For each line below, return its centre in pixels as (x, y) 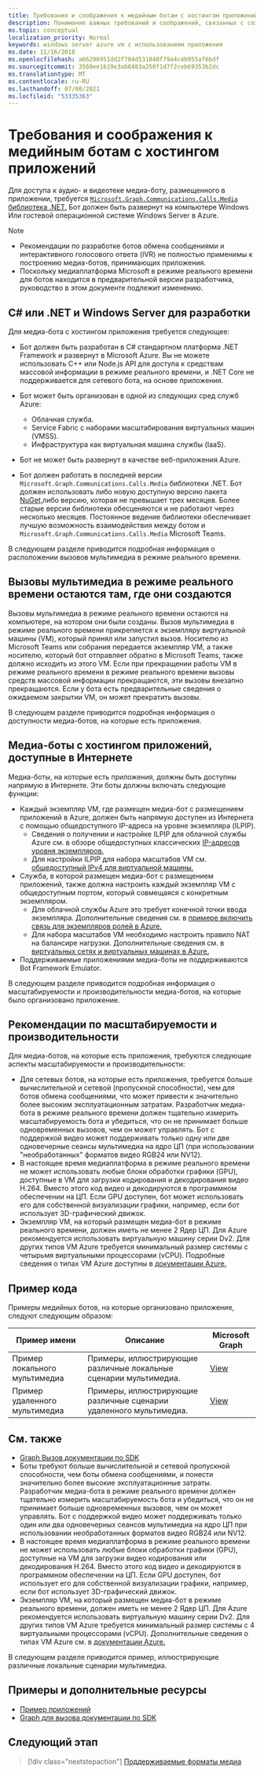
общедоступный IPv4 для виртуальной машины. (112, 867)
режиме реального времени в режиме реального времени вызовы (121, 671)
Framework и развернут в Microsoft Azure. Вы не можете (114, 355)
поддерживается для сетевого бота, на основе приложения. (121, 380)
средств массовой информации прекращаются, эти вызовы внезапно (126, 680)
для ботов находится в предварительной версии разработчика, (126, 280)
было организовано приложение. (64, 1000)
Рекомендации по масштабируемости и (113, 1025)
